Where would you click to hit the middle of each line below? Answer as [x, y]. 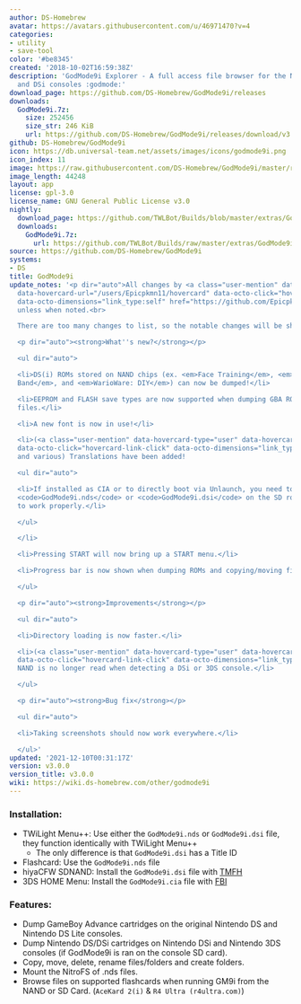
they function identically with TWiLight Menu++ [110, 843]
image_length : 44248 [48, 176]
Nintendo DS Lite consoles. [73, 934]
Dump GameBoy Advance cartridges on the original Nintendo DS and [150, 924]
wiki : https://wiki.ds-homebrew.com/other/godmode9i [110, 783]
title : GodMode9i [42, 277]
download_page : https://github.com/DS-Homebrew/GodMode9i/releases [138, 92]
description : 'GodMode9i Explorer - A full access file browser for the [148, 76]
